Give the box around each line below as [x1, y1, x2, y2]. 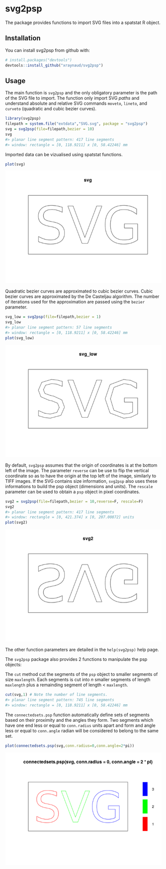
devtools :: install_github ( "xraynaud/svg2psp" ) [5, 63, 103, 68]
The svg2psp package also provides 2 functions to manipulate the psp [5, 656, 148, 662]
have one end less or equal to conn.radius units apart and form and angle [5, 722, 156, 728]
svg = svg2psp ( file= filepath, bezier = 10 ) [5, 127, 94, 132]
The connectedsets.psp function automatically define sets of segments [5, 712, 150, 718]
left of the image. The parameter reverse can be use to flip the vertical [5, 467, 149, 473]
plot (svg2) [5, 520, 28, 525]
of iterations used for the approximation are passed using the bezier [5, 299, 145, 305]
